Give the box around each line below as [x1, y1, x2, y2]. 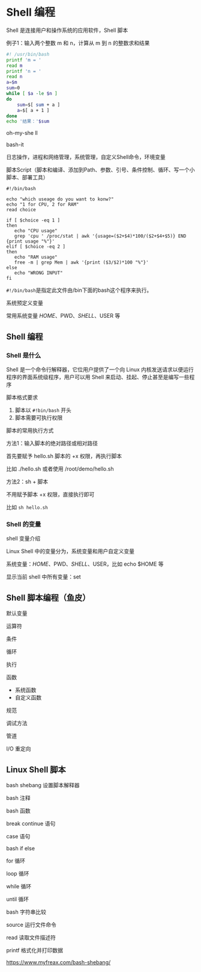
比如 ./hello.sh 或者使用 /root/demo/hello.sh [6, 465, 114, 472]
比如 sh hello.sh [6, 504, 48, 510]
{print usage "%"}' [6, 238, 55, 244]
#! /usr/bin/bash [6, 51, 50, 57]
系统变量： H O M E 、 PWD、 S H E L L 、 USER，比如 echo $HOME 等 [6, 560, 164, 568]
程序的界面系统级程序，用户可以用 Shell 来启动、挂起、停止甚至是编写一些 [6, 374, 190, 380]
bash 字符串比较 [6, 908, 47, 915]
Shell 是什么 [6, 351, 41, 359]
